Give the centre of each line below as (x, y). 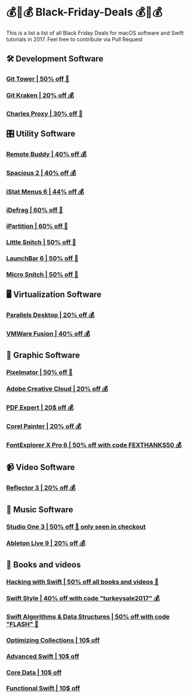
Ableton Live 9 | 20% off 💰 (46, 543)
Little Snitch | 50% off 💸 (41, 242)
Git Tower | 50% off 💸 (38, 79)
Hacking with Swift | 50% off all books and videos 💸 (82, 582)
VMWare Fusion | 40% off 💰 (48, 334)
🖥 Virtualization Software (54, 295)
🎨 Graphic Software (43, 355)
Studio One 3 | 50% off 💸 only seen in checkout (76, 526)
